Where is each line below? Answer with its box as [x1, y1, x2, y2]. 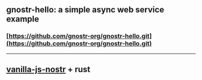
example [6, 14, 40, 24]
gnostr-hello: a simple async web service [6, 5, 164, 15]
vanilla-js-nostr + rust [6, 64, 91, 75]
